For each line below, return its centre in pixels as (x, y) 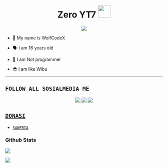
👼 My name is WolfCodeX (39, 38)
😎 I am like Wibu (30, 69)
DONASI (15, 116)
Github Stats (21, 140)
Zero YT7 (77, 15)
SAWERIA (20, 128)
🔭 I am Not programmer (36, 59)
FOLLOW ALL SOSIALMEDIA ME (47, 89)
